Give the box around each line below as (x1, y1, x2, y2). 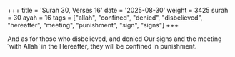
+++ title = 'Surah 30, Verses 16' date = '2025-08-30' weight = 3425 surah (7, 6, 229, 14)
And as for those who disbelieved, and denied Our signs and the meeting (7, 34, 222, 43)
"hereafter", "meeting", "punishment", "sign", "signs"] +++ (7, 21, 179, 29)
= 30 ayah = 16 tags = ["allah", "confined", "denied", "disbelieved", (7, 13, 203, 22)
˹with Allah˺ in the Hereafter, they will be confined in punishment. (7, 42, 197, 50)
